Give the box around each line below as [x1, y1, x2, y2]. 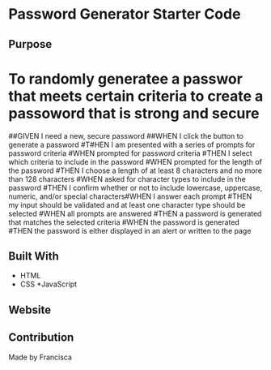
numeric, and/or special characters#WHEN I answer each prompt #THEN [8, 191, 252, 201]
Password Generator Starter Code [8, 5, 241, 24]
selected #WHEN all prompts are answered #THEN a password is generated [8, 209, 262, 218]
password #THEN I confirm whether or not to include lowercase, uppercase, [8, 183, 263, 192]
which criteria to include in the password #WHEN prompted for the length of [8, 157, 263, 166]
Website [8, 303, 51, 316]
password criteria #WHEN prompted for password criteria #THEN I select [8, 148, 252, 158]
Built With [8, 249, 59, 263]
